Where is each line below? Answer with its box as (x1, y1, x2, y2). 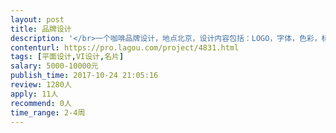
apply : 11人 (10, 89, 59, 99)
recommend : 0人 (10, 98, 72, 108)
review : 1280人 (10, 80, 72, 90)
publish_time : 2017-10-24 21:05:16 (10, 71, 159, 81)
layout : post (10, 14, 65, 25)
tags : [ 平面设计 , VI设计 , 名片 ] (10, 52, 125, 62)
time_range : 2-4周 (10, 107, 86, 118)
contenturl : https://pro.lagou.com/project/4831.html (10, 42, 240, 53)
